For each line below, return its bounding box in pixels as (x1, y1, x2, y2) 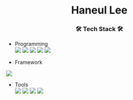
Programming (14, 41, 48, 48)
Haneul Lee (70, 4, 128, 17)
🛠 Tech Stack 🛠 (75, 25, 124, 33)
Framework (14, 59, 43, 66)
